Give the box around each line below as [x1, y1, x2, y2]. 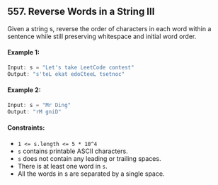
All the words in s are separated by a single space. [17, 169, 165, 178]
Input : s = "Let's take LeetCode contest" [7, 64, 134, 72]
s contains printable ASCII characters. [17, 147, 129, 155]
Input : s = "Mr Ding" [7, 101, 71, 108]
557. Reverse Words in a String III [7, 6, 155, 18]
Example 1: [7, 48, 40, 57]
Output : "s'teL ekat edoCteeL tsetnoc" [7, 70, 125, 77]
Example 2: [7, 86, 41, 94]
